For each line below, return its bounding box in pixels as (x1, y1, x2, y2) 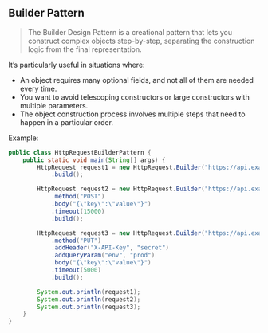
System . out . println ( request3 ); (37, 303, 141, 311)
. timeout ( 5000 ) (50, 266, 102, 274)
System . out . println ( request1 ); (37, 288, 141, 296)
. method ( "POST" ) (50, 193, 105, 201)
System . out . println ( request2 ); (37, 295, 141, 304)
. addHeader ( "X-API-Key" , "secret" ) (50, 244, 170, 252)
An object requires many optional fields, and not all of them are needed (19, 75, 254, 84)
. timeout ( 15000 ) (50, 207, 105, 215)
